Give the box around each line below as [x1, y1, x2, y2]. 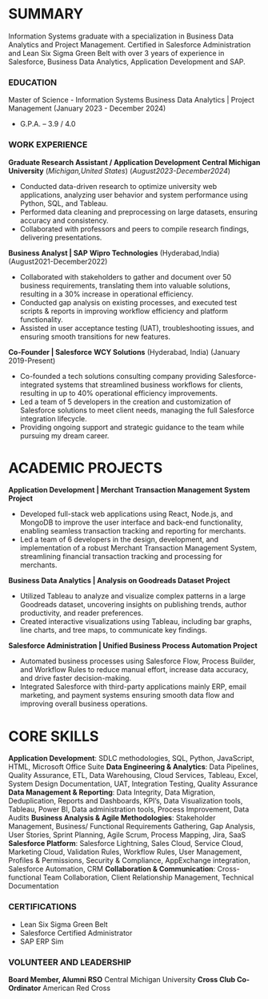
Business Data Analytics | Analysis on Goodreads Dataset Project [8, 576, 230, 586]
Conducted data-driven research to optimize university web [19, 181, 218, 191]
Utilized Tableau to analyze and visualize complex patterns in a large [19, 591, 246, 601]
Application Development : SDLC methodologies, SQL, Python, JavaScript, [8, 754, 254, 763]
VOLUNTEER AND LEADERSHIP [8, 957, 132, 968]
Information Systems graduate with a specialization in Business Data [8, 31, 234, 41]
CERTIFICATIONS [8, 901, 78, 912]
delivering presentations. [19, 232, 102, 242]
